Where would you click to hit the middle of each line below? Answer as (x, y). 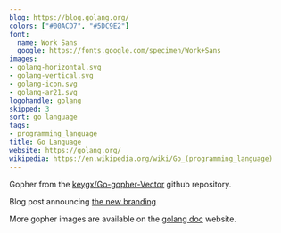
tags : (19, 126)
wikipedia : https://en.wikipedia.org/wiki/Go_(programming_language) (141, 158)
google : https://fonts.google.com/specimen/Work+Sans (119, 51)
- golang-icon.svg (43, 84)
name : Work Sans (47, 42)
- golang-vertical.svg (51, 76)
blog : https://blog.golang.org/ (69, 17)
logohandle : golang (45, 100)
